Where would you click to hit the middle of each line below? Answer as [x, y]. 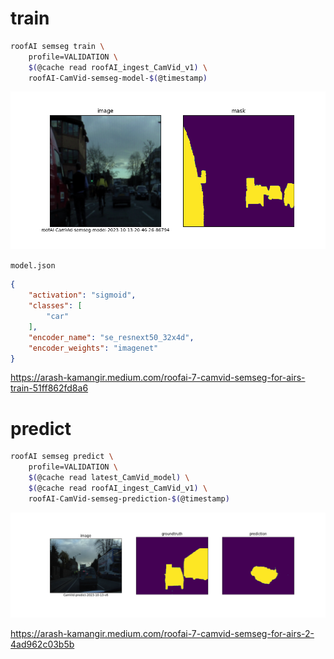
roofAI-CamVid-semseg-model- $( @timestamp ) [118, 78]
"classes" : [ [55, 306]
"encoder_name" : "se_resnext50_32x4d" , [111, 337]
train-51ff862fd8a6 [49, 388]
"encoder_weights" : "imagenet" [93, 348]
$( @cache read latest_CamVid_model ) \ [109, 478]
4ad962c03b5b [42, 644]
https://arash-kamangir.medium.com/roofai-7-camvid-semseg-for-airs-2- [162, 633]
